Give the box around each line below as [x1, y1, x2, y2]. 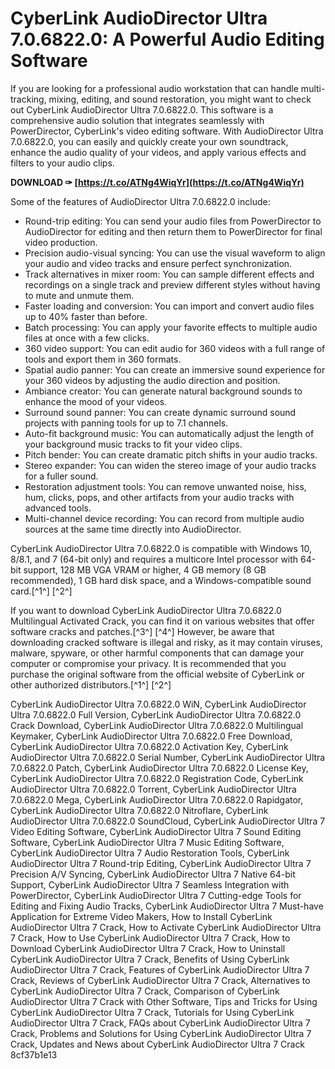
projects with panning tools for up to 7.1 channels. [24, 417, 229, 429]
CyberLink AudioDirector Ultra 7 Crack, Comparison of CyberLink [10, 985, 280, 997]
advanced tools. [24, 502, 92, 514]
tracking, [10, 93, 47, 105]
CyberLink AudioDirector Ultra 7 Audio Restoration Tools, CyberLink [10, 847, 290, 859]
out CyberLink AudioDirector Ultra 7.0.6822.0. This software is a [10, 103, 274, 116]
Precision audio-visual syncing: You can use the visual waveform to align [24, 247, 326, 259]
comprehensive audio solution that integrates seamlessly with [10, 114, 265, 126]
